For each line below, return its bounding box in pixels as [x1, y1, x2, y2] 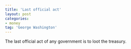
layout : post [5, 12, 31, 16]
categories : [5, 16, 29, 21]
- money [5, 20, 21, 26]
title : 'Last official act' [5, 7, 62, 12]
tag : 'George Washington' [5, 25, 57, 30]
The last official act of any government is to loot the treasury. [5, 38, 127, 44]
